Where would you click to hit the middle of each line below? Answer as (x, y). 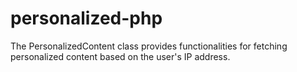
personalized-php (86, 18)
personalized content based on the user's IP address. (120, 56)
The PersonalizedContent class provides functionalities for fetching (149, 46)
